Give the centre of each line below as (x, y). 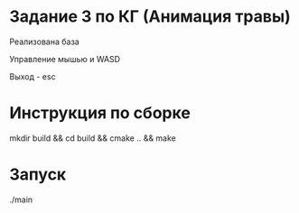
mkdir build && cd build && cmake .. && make (93, 138)
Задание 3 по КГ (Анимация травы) (150, 17)
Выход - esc (33, 76)
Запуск (38, 175)
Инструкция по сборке (100, 113)
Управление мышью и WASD (65, 59)
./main (21, 199)
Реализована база (44, 42)
